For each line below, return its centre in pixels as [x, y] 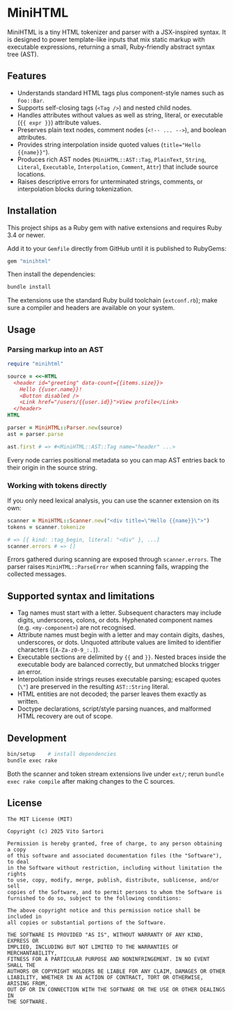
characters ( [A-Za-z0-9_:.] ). [58, 650]
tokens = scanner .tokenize [46, 527]
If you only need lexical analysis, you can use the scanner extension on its [113, 500]
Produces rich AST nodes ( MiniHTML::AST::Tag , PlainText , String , [112, 159]
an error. [30, 672]
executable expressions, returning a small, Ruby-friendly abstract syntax [111, 47]
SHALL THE [22, 965]
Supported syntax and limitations [81, 596]
